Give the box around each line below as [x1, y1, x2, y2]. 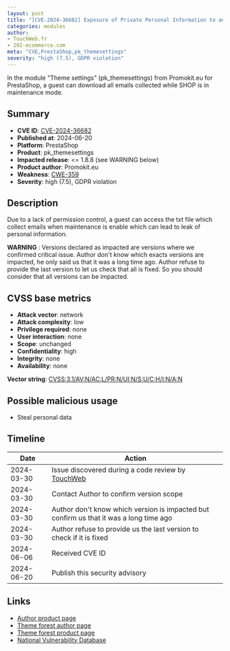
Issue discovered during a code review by [51, 465, 186, 475]
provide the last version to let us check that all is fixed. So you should [7, 265, 203, 273]
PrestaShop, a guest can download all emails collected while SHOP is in [7, 80, 209, 89]
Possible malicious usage [7, 395, 118, 407]
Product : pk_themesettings [16, 148, 94, 157]
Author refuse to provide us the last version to [51, 524, 199, 534]
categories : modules [7, 23, 66, 30]
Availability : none [16, 362, 68, 370]
